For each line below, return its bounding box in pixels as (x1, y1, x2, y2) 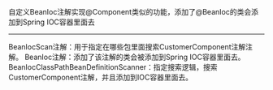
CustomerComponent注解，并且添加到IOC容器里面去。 (8, 72, 193, 82)
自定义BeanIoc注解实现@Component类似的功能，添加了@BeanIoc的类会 (8, 7, 252, 16)
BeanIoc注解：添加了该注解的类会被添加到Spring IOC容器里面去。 (24, 52, 245, 62)
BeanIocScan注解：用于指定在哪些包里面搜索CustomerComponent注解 (8, 42, 246, 51)
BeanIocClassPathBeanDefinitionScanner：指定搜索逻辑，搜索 (8, 62, 218, 71)
